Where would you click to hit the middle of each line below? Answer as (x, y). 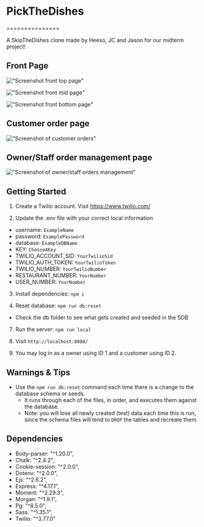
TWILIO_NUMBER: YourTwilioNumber (61, 269)
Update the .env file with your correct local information (84, 218)
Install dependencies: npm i (49, 294)
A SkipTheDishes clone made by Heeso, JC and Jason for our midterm (95, 40)
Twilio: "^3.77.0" (35, 518)
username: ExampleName (45, 230)
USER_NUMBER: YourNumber (50, 282)
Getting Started (36, 191)
